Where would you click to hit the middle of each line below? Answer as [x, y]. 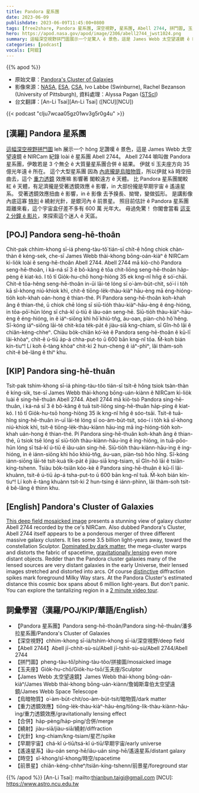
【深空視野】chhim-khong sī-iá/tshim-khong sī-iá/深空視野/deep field [99, 641]
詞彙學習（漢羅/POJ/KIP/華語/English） [79, 611]
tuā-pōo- [177, 441]
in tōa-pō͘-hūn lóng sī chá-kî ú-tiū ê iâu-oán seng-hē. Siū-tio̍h [81, 312]
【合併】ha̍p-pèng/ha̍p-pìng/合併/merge [64, 721]
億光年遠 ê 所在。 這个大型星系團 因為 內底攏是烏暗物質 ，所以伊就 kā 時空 [96, 171]
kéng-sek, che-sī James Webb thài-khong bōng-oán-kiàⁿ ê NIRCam [106, 256]
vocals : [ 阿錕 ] [24, 50]
